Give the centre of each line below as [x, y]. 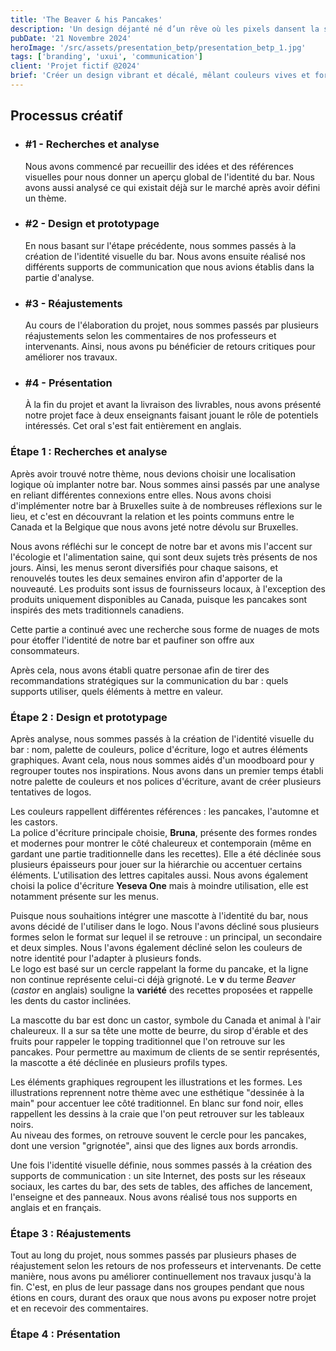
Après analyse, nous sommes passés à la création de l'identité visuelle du [162, 739]
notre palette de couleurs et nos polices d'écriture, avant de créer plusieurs [166, 782]
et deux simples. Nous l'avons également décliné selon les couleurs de [156, 948]
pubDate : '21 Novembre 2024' [71, 38]
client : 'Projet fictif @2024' [75, 66]
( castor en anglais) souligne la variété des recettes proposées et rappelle [161, 990]
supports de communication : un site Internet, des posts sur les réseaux [158, 1176]
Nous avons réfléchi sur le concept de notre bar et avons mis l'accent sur [161, 546]
